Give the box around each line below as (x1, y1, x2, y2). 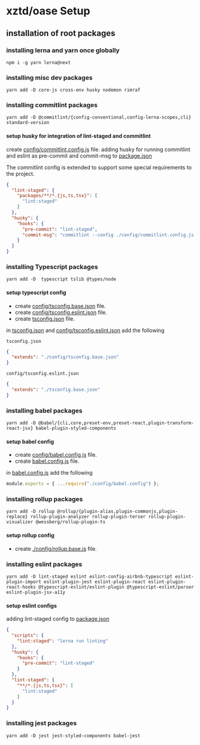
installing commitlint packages (6, 101, 98, 109)
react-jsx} (6, 426, 34, 432)
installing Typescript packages (6, 263, 98, 271)
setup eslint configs (6, 602, 57, 609)
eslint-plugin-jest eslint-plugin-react (44, 578, 146, 585)
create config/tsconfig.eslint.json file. (14, 309, 107, 316)
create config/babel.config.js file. (14, 451, 97, 459)
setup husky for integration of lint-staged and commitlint (6, 132, 151, 140)
